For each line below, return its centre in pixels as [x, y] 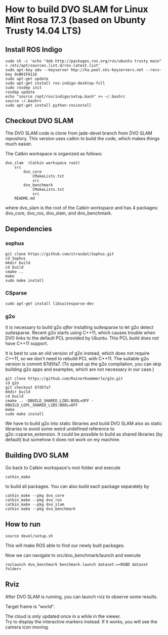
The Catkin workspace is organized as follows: [54, 153]
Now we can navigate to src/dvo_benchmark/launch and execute [73, 555]
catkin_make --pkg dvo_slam [35, 504]
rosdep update [20, 92]
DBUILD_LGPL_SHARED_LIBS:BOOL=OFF [42, 405]
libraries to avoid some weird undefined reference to [60, 429]
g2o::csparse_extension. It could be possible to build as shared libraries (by [84, 434]
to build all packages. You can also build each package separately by [77, 486]
